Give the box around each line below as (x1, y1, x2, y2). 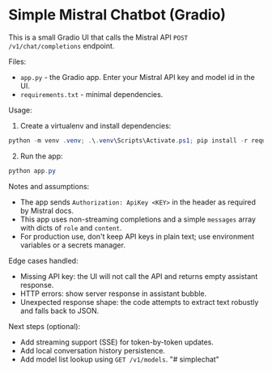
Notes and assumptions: (8, 181, 90, 191)
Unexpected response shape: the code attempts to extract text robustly (19, 297, 259, 306)
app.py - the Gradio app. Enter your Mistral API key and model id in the (19, 72, 255, 82)
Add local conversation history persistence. (19, 345, 166, 355)
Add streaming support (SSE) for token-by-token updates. (19, 337, 215, 347)
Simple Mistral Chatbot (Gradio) (8, 6, 227, 24)
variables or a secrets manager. (19, 240, 125, 250)
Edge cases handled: (8, 256, 79, 265)
